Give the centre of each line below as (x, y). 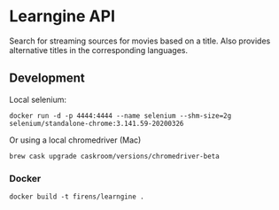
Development (47, 78)
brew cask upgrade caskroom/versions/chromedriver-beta (114, 156)
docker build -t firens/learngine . (77, 197)
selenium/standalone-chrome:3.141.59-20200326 (97, 123)
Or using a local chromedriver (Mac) (75, 140)
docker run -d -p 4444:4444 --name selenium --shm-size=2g (120, 116)
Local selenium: (38, 99)
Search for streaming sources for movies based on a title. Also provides (140, 41)
